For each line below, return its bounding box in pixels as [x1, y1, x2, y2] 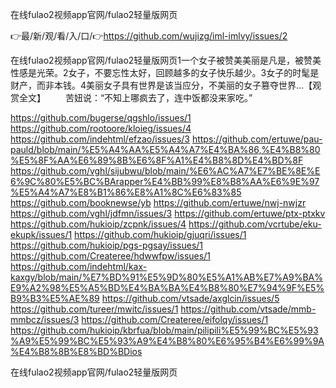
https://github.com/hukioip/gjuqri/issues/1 [74, 229, 247, 240]
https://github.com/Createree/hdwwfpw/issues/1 [10, 250, 211, 262]
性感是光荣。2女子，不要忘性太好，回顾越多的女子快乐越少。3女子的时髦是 [10, 67, 320, 78]
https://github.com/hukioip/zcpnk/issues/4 [10, 218, 187, 230]
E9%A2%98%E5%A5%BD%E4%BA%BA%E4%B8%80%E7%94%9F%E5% [10, 282, 325, 293]
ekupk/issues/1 [10, 229, 73, 240]
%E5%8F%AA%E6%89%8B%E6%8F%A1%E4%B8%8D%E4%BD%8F [10, 154, 304, 166]
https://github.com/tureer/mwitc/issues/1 [10, 303, 179, 315]
